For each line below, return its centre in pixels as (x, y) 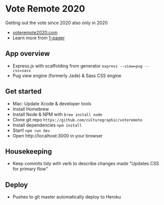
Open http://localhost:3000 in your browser (58, 135)
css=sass (22, 71)
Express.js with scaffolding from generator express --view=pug (77, 65)
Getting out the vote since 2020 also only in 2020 (57, 23)
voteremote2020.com (35, 32)
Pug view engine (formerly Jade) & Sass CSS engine (67, 76)
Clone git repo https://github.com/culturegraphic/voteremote (77, 119)
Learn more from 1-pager (38, 38)
